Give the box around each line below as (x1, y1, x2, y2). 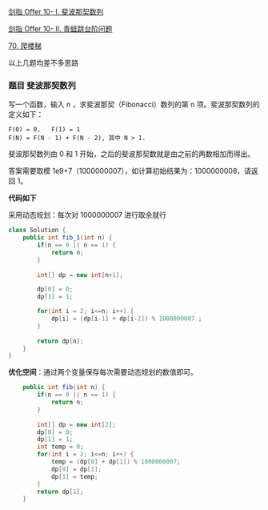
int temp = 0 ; (37, 443, 84, 451)
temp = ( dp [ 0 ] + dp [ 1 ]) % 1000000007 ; (50, 458, 181, 466)
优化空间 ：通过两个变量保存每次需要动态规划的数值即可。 (8, 367, 198, 377)
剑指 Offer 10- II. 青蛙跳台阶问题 (8, 24, 113, 34)
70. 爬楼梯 (8, 41, 42, 50)
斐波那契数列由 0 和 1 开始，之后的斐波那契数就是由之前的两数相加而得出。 (8, 149, 255, 159)
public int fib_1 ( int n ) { (22, 234, 113, 242)
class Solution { (8, 227, 66, 235)
